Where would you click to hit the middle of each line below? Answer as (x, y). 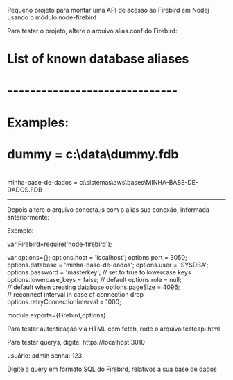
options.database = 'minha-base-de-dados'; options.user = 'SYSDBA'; (108, 265)
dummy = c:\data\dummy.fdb (93, 154)
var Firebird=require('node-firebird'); (60, 244)
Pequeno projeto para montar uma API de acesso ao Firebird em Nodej (108, 10)
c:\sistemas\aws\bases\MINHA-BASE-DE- (139, 182)
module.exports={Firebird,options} (57, 315)
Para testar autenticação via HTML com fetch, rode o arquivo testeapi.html (114, 329)
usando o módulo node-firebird (52, 17)
